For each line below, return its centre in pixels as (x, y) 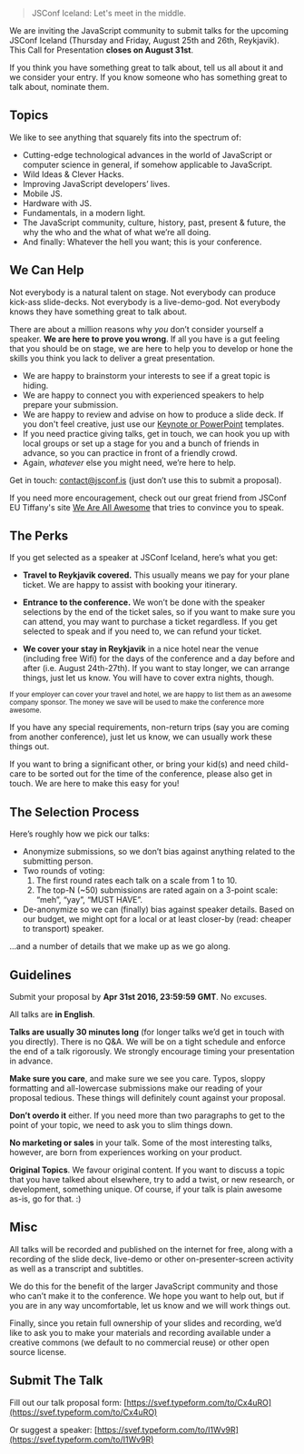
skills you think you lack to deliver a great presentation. (113, 358)
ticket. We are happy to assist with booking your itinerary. (130, 585)
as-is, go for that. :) (45, 1199)
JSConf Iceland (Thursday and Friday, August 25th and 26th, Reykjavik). (144, 40)
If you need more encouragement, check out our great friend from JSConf (148, 498)
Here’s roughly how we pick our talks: (79, 834)
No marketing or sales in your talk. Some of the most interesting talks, (141, 1142)
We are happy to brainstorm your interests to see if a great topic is (146, 375)
